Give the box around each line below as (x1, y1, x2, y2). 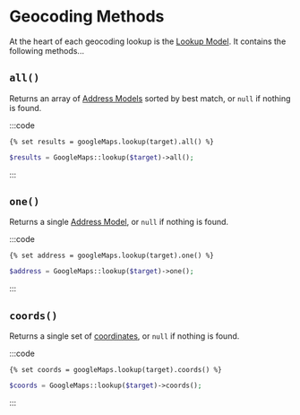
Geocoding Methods (9, 6, 165, 27)
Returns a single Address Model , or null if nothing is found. (9, 217, 229, 228)
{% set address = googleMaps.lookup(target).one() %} (9, 251, 215, 261)
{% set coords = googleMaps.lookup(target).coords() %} (9, 366, 222, 375)
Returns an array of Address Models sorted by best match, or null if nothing (9, 92, 291, 104)
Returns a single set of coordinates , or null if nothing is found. (9, 331, 240, 342)
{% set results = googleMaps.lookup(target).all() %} (9, 137, 215, 146)
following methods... (9, 45, 85, 56)
